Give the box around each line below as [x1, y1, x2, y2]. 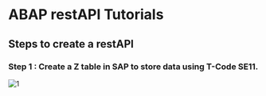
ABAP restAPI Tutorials [8, 6, 164, 24]
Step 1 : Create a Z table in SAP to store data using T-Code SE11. [8, 61, 259, 72]
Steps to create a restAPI [8, 37, 134, 51]
